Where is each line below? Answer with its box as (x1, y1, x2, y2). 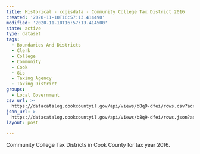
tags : (6, 36, 20, 42)
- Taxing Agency (11, 75, 52, 81)
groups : (6, 87, 26, 93)
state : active (6, 25, 42, 32)
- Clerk (11, 48, 31, 54)
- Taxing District (11, 81, 58, 87)
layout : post (6, 120, 39, 126)
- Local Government (11, 92, 60, 98)
